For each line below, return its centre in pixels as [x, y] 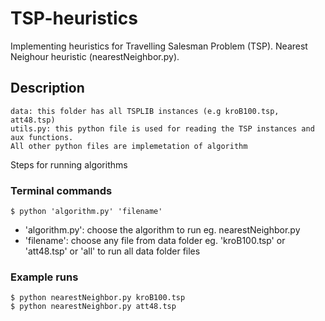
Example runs [44, 277]
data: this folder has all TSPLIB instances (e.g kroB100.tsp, [145, 111]
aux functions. [42, 137]
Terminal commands [61, 190]
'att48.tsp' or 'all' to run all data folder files [112, 251]
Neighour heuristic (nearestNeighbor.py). [95, 56]
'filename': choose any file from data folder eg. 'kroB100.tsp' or [155, 241]
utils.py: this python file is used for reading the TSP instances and [162, 128]
